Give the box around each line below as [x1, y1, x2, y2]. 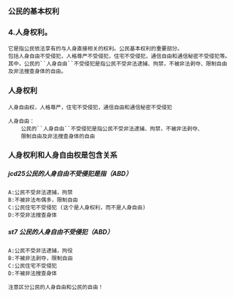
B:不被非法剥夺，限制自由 [8, 255, 73, 262]
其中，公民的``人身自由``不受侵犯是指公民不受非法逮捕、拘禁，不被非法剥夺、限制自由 [8, 61, 228, 68]
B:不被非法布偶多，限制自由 [8, 197, 79, 204]
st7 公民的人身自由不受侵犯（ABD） [8, 228, 114, 236]
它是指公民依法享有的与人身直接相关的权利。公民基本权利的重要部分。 [8, 45, 184, 53]
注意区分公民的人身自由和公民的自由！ [8, 283, 104, 291]
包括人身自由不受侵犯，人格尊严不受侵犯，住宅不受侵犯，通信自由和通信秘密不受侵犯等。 [8, 53, 230, 60]
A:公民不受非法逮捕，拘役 [8, 247, 73, 254]
